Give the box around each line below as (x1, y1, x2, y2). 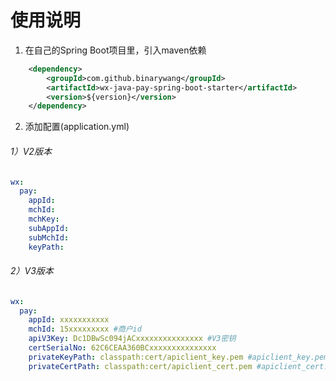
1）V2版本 (10, 145, 52, 157)
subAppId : (28, 223, 70, 233)
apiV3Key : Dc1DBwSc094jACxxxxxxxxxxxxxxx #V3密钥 (28, 334, 237, 344)
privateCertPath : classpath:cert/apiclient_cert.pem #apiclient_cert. (28, 361, 329, 371)
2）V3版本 (10, 265, 54, 277)
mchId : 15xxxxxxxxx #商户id (28, 324, 142, 335)
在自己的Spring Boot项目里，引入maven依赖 (24, 44, 207, 56)
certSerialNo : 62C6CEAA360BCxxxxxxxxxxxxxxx (28, 343, 217, 353)
